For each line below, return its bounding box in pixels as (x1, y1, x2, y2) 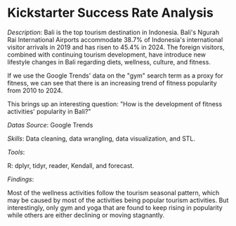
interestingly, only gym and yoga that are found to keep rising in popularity (7, 203, 223, 211)
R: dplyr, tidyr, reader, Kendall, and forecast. (7, 161, 135, 169)
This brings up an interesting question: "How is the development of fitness (7, 99, 223, 108)
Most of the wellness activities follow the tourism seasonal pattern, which (7, 188, 220, 197)
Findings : (7, 175, 34, 183)
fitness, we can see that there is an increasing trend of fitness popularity (7, 78, 218, 87)
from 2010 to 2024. (7, 86, 63, 94)
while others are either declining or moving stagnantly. (7, 211, 165, 219)
